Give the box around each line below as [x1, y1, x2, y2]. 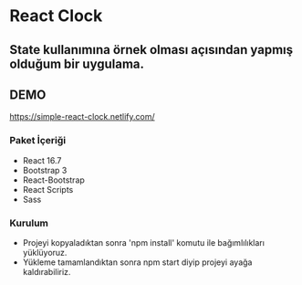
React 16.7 [22, 154, 62, 165]
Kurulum [9, 216, 48, 229]
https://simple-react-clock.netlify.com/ [9, 111, 155, 122]
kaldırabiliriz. [22, 266, 71, 277]
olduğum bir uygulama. [9, 56, 144, 71]
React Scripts [22, 184, 74, 195]
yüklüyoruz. [22, 247, 68, 258]
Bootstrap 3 [22, 164, 68, 175]
